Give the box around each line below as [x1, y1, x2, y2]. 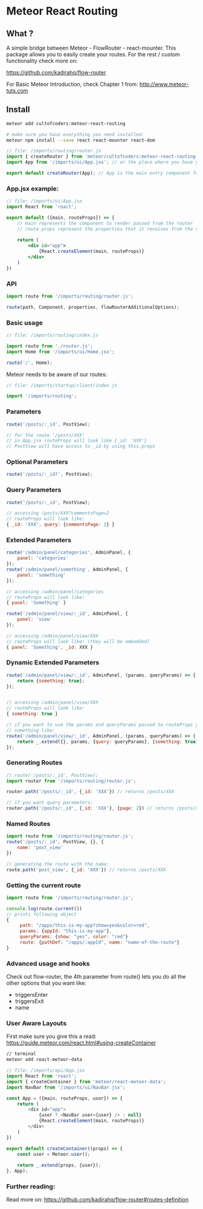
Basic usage [6, 319, 43, 327]
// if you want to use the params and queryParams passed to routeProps [6, 722, 193, 728]
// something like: [6, 727, 56, 733]
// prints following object [6, 911, 77, 917]
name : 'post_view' [17, 844, 63, 851]
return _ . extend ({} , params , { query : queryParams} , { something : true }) [17, 739, 201, 745]
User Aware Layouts [6, 1019, 67, 1028]
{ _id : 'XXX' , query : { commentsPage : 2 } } [6, 522, 115, 528]
